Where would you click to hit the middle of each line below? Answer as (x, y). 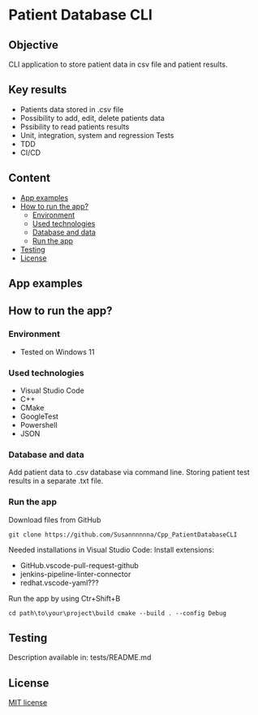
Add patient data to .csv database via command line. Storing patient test (129, 472)
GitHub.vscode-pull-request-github (80, 565)
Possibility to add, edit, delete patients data (92, 118)
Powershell (39, 425)
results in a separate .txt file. (56, 481)
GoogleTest (39, 416)
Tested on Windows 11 (57, 351)
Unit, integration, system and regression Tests (97, 135)
